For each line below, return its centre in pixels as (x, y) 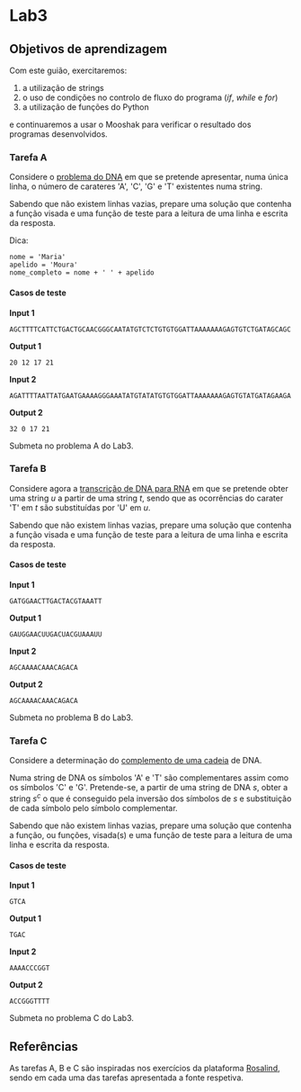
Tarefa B (28, 469)
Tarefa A (28, 157)
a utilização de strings (63, 88)
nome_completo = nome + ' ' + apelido (82, 273)
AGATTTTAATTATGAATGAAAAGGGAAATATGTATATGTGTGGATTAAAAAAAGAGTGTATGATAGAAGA (150, 396)
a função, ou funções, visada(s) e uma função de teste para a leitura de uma (151, 835)
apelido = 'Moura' (44, 265)
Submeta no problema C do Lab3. (72, 1018)
